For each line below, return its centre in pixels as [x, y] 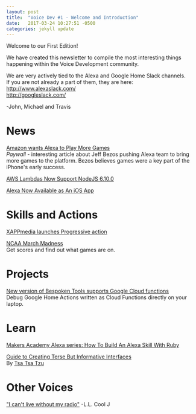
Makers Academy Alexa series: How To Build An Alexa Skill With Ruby [93, 345]
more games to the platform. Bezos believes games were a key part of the [98, 161]
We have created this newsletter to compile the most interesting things [94, 57]
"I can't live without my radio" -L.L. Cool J [58, 404]
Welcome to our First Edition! [42, 46]
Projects [28, 274]
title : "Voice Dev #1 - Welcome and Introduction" [72, 18]
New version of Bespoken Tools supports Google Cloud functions [87, 291]
